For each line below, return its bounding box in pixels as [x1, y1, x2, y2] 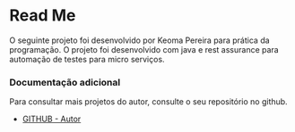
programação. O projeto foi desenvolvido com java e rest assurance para [9, 44, 280, 54]
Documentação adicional [9, 76, 121, 88]
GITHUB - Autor [22, 113, 82, 125]
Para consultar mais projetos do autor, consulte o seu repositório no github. [9, 96, 289, 107]
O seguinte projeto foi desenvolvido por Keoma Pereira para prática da [9, 35, 271, 45]
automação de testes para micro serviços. [9, 54, 165, 64]
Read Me [9, 5, 76, 26]
